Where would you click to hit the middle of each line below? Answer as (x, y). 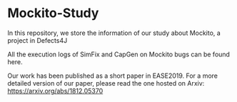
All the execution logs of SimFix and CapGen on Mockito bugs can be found (119, 54)
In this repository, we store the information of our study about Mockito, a (114, 33)
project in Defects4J (37, 40)
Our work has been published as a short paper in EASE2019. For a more (112, 76)
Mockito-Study (53, 13)
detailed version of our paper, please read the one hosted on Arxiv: (106, 83)
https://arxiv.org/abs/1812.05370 (55, 91)
